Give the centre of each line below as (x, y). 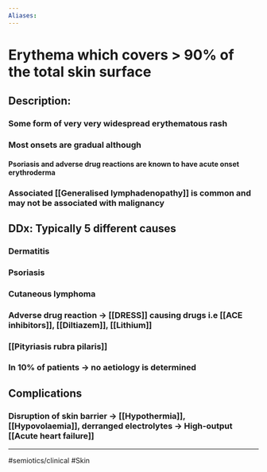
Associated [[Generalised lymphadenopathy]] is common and (130, 193)
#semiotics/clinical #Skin (49, 461)
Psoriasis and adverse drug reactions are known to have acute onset (124, 164)
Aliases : (23, 15)
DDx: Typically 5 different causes (92, 228)
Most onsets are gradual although (75, 145)
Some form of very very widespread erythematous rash (118, 124)
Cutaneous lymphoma (52, 293)
